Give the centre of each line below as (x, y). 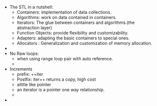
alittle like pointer (34, 84)
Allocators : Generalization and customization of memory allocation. (85, 43)
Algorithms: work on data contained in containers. (67, 17)
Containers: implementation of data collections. (64, 12)
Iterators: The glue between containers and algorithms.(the (76, 22)
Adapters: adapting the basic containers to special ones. (73, 38)
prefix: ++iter (30, 74)
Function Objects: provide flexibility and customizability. (72, 33)
